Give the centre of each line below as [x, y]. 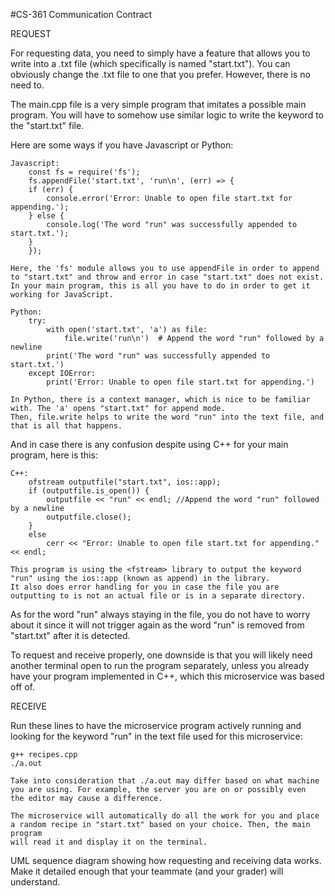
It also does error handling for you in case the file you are [145, 587]
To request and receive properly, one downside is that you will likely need [161, 655]
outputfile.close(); [89, 517]
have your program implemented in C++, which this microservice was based [167, 676]
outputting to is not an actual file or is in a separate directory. [158, 596]
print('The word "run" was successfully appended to [158, 356]
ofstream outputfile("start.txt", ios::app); [125, 482]
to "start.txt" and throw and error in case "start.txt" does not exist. [167, 277]
